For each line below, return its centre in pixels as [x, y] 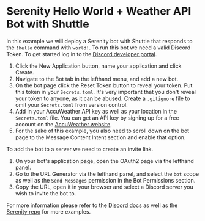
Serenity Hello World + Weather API [99, 11]
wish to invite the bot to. [46, 193]
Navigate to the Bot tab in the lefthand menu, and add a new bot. [97, 79]
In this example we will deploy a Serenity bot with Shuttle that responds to [99, 41]
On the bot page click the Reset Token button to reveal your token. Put [104, 85]
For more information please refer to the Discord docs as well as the [92, 205]
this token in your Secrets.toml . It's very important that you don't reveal [105, 92]
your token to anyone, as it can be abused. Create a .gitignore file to [102, 98]
